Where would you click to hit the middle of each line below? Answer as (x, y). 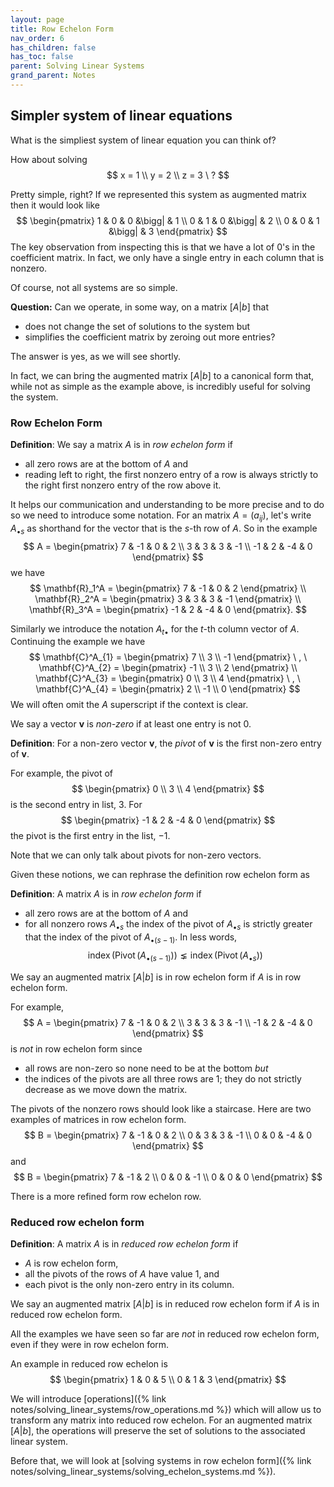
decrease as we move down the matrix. (106, 1089)
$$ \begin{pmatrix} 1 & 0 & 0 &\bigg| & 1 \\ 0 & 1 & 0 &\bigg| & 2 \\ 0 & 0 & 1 (168, 220)
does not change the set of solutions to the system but (137, 326)
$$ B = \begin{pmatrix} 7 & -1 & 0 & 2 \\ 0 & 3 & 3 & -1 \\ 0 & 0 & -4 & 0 (168, 1135)
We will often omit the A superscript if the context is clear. (129, 705)
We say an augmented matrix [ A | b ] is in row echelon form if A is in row (156, 977)
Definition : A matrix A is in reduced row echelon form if (124, 1244)
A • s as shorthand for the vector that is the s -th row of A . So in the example (164, 529)
